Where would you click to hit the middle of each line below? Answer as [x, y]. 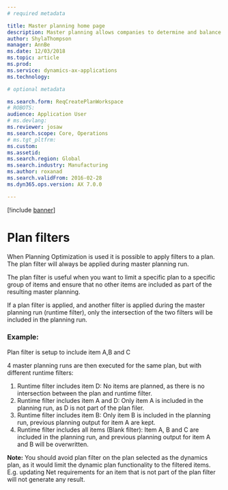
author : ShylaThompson [39, 38]
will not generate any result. [46, 479]
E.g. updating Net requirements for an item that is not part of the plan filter [112, 472]
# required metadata [37, 13]
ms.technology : [29, 77]
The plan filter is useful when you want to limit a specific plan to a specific [111, 277]
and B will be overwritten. [53, 444]
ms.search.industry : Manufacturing [58, 165]
